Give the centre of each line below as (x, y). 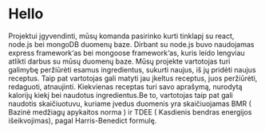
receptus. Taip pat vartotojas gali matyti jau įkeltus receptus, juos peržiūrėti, (133, 78)
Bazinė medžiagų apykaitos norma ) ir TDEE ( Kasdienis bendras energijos (130, 111)
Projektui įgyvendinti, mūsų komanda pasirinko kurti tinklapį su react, (121, 36)
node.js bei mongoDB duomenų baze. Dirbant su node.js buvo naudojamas (131, 44)
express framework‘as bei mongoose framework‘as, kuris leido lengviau (127, 53)
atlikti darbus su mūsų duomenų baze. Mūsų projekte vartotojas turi (119, 61)
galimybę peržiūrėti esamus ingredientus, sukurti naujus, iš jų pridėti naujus (132, 69)
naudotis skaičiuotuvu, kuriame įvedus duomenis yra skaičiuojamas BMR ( (130, 104)
